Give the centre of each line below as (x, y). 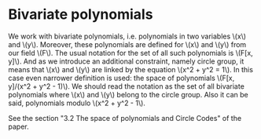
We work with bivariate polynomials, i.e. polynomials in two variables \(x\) (127, 36)
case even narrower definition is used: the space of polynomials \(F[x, (121, 78)
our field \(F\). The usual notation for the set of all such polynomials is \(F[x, (130, 53)
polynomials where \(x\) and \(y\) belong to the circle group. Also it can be (129, 94)
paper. (18, 126)
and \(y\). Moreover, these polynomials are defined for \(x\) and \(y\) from (127, 44)
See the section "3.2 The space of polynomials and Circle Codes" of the (125, 118)
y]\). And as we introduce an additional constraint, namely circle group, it (126, 61)
